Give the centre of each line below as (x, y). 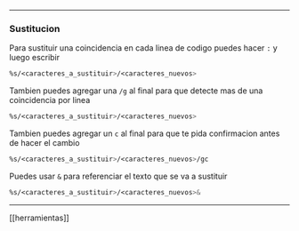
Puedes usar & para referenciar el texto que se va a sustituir (118, 176)
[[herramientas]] (39, 218)
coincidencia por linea (50, 100)
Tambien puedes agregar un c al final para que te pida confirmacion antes (145, 133)
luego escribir (35, 58)
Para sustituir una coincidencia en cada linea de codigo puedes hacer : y (143, 48)
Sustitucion (35, 28)
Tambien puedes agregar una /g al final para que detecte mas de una (136, 91)
